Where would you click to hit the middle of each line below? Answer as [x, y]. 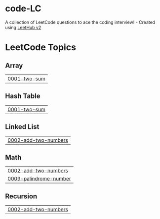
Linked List [22, 127]
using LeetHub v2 [23, 27]
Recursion [21, 196]
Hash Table [23, 96]
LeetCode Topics [41, 47]
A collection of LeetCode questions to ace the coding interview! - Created [80, 22]
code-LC [23, 9]
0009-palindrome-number [39, 179]
